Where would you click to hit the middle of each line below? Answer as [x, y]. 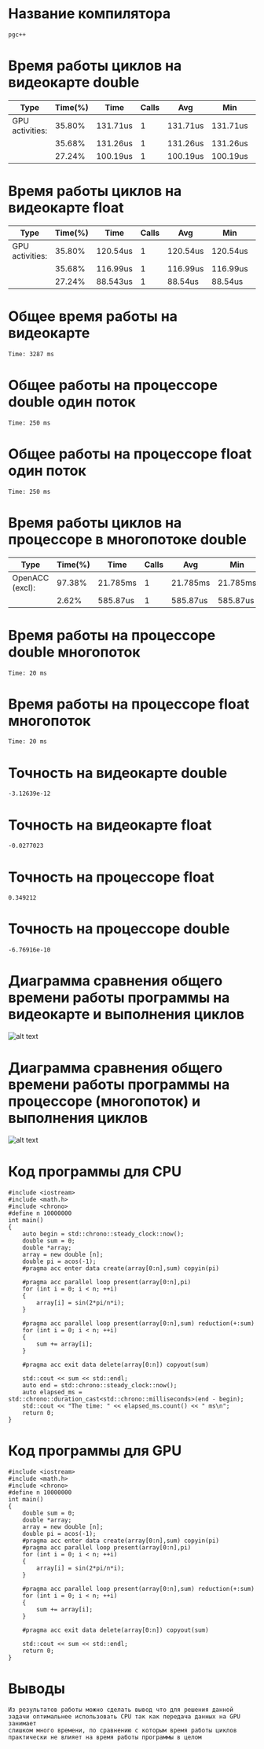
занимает [22, 1723]
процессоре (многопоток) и [104, 1101]
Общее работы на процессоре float [130, 454]
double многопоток [74, 652]
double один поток [72, 401]
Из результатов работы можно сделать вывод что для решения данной [121, 1710]
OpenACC [31, 577]
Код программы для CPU [95, 1172]
